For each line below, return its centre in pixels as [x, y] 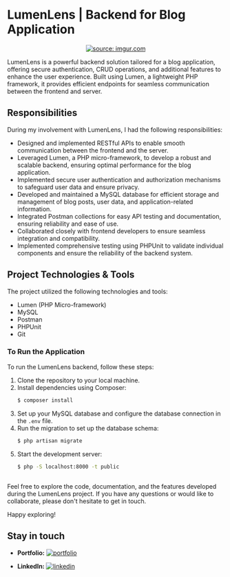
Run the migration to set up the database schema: [88, 428]
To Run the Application [46, 352]
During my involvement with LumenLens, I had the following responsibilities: [115, 129]
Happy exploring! [32, 514]
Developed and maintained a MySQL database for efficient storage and [118, 194]
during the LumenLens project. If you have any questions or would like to [111, 493]
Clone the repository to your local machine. [78, 380]
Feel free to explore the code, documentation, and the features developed [112, 486]
